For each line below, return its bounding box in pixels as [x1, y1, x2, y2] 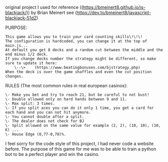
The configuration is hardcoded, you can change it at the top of [5, 39, 147, 44]
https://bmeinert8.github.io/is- [82, 5, 146, 10]
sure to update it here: [5, 61, 57, 66]
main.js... [5, 43, 28, 48]
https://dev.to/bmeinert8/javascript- [76, 10, 151, 16]
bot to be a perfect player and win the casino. [5, 151, 100, 157]
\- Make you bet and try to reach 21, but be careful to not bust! [5, 92, 150, 97]
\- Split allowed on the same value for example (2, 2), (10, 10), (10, [5, 123, 161, 128]
